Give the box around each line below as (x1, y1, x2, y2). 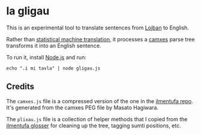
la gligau (6, 4, 50, 18)
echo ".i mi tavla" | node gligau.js (6, 65, 101, 71)
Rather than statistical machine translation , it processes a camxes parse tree (6, 35, 195, 43)
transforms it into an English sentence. (6, 42, 101, 49)
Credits (6, 82, 35, 92)
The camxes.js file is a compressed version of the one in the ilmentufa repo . (6, 97, 193, 104)
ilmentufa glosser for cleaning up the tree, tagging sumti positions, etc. (6, 122, 181, 129)
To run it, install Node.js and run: (6, 53, 87, 61)
